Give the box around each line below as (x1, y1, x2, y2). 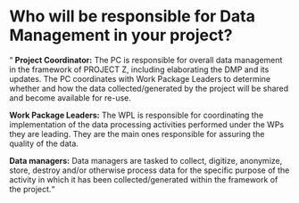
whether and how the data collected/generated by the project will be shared (9, 83, 289, 93)
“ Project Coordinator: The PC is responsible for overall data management (9, 54, 283, 65)
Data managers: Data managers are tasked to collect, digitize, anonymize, (9, 155, 283, 166)
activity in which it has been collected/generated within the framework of (9, 174, 278, 184)
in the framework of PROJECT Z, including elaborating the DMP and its (9, 64, 270, 75)
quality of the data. (9, 138, 79, 149)
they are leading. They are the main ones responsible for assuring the (9, 128, 265, 139)
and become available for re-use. (9, 92, 132, 103)
